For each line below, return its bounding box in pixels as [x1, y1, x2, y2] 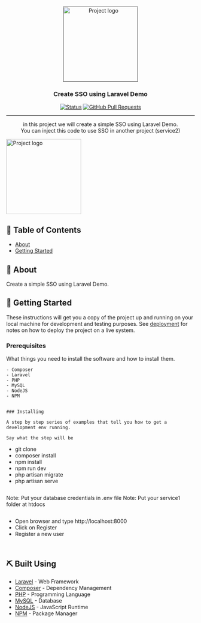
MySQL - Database [14, 597, 62, 604]
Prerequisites [6, 342, 46, 350]
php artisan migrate [14, 471, 63, 478]
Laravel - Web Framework [14, 577, 79, 585]
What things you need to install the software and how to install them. [6, 355, 175, 363]
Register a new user [14, 531, 65, 538]
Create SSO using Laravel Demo [53, 89, 148, 98]
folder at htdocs [6, 501, 45, 508]
